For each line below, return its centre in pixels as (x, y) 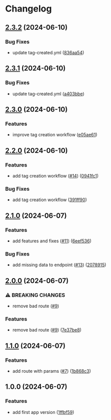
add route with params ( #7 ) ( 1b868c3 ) (52, 371)
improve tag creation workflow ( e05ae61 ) (55, 135)
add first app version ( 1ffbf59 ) (43, 412)
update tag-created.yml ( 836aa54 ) (48, 52)
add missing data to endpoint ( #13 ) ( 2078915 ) (59, 265)
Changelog (28, 9)
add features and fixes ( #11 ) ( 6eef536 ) (52, 241)
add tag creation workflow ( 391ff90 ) (49, 200)
